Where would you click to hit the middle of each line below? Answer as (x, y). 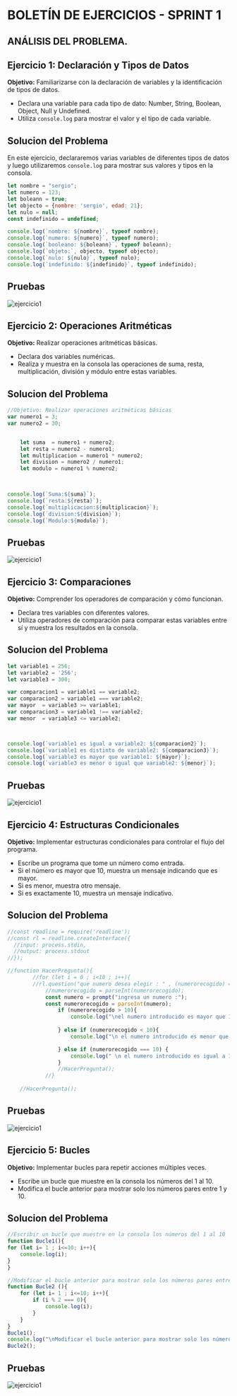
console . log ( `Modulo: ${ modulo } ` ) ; (58, 520)
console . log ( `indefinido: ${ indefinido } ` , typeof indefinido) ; (102, 264)
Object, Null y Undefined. (54, 111)
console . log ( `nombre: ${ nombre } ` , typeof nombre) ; (83, 231)
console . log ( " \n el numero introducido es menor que (150, 1036)
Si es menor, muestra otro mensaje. (69, 886)
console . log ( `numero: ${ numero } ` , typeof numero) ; (83, 238)
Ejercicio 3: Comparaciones (69, 582)
